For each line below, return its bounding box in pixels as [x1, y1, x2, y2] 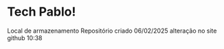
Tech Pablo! [7, 4, 76, 20]
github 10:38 [7, 33, 43, 42]
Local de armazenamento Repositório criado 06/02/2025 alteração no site [7, 27, 217, 35]
